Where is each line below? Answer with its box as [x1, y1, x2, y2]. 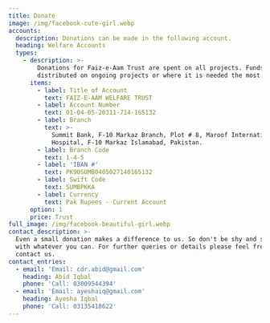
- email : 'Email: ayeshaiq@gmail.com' [15, 288, 146, 296]
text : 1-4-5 [43, 153, 84, 161]
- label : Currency [37, 190, 99, 199]
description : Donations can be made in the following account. [15, 34, 231, 42]
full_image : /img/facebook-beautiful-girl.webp [8, 220, 171, 228]
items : [29, 79, 52, 87]
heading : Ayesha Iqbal [22, 295, 99, 303]
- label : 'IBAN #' [37, 161, 99, 169]
